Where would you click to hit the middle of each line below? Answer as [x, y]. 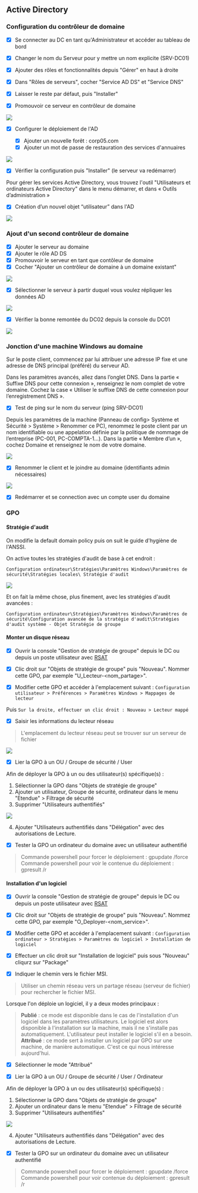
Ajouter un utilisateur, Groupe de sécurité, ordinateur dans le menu [96, 792]
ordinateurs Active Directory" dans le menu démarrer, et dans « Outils [92, 189]
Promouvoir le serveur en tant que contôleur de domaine [84, 260]
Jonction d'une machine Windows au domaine [75, 346]
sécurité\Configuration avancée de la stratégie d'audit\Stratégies [93, 619]
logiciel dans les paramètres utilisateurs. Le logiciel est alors [94, 1021]
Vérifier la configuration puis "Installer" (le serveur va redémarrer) [95, 171]
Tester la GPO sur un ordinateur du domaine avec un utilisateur [92, 1153]
